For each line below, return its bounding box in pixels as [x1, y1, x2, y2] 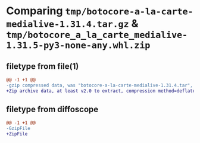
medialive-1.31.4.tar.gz [6, 19, 129, 30]
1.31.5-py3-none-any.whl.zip [6, 40, 151, 51]
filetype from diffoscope [6, 104, 99, 115]
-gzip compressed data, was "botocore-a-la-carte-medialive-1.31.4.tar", [6, 82, 193, 88]
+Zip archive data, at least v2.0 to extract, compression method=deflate [6, 88, 196, 94]
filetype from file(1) [6, 61, 79, 71]
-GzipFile [6, 126, 31, 132]
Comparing [6, 4, 63, 18]
